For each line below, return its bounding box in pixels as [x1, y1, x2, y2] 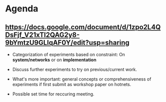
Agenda [5, 3, 38, 14]
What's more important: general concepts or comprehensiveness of [12, 76, 152, 82]
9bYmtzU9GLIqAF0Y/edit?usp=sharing [5, 38, 130, 47]
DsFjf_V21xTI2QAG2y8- [5, 30, 80, 39]
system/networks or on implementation [12, 57, 97, 63]
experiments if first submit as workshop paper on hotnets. [12, 82, 132, 87]
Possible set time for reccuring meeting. [12, 91, 94, 97]
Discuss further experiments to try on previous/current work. [12, 67, 138, 72]
